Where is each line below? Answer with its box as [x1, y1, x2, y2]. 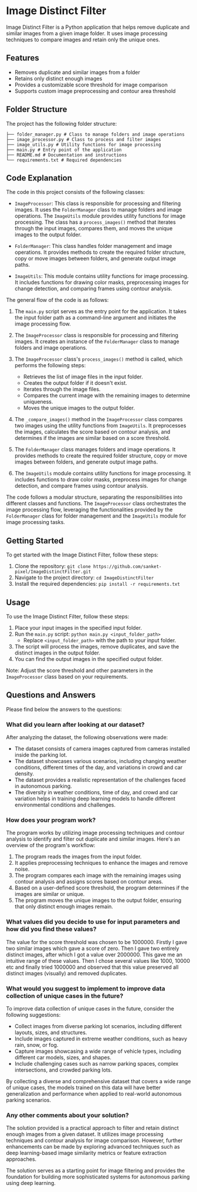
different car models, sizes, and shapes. [14, 1054, 111, 1061]
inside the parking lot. [14, 751, 67, 758]
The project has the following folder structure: [6, 120, 117, 127]
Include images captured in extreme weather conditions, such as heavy [14, 1035, 188, 1042]
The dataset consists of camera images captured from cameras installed [14, 745, 191, 753]
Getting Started [6, 536, 64, 546]
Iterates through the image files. [23, 386, 101, 393]
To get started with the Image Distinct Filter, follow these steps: [6, 551, 159, 559]
